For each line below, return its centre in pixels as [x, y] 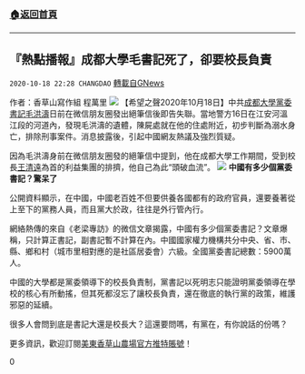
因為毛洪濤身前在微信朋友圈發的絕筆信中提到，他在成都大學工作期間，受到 [148, 156]
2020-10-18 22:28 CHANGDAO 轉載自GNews [87, 83]
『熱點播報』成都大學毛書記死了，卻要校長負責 [141, 60]
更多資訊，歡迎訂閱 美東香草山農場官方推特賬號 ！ [101, 344]
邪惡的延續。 [33, 305]
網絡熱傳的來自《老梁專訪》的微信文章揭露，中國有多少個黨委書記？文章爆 [148, 228]
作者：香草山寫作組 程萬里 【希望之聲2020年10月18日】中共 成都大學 [143, 103]
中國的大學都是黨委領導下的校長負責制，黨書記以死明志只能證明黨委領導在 [148, 282]
